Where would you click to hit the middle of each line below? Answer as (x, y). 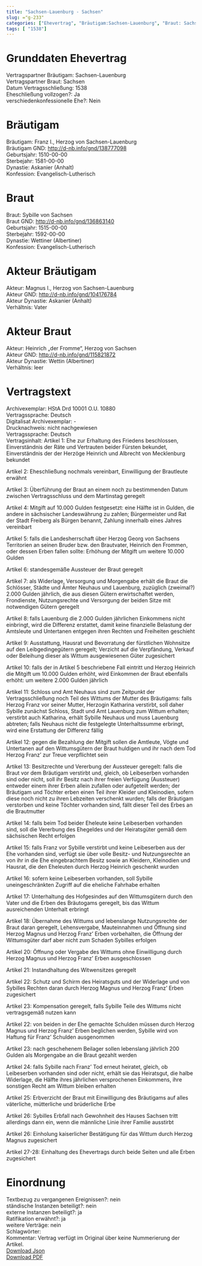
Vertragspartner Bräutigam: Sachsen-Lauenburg (66, 75)
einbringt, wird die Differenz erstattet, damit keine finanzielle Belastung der (99, 625)
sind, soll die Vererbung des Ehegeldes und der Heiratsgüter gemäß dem (96, 829)
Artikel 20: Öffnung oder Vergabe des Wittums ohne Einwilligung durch (94, 952)
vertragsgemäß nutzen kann (41, 1012)
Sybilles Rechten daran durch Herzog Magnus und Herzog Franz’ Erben (95, 988)
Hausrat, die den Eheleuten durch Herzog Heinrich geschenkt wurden (93, 866)
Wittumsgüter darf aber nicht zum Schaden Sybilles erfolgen (81, 940)
